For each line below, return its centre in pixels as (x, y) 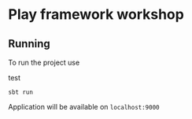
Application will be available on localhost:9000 (84, 107)
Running (30, 44)
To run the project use (44, 62)
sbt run (21, 92)
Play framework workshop (96, 15)
